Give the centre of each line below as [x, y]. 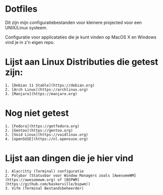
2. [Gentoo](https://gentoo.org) [39, 130]
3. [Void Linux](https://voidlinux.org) [47, 135]
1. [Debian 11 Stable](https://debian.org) [50, 85]
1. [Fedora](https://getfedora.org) [42, 126]
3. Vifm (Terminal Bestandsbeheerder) [44, 188]
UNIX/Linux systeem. [26, 27]
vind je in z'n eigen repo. [30, 42]
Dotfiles [21, 9]
